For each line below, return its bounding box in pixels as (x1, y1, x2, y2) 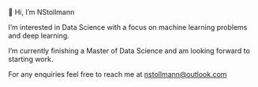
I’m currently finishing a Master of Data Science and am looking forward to (8, 46, 250, 55)
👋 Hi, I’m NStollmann (8, 8, 75, 16)
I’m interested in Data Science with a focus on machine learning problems (8, 23, 248, 31)
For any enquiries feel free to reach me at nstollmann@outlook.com (8, 70, 227, 78)
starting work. (8, 55, 54, 63)
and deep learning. (8, 31, 69, 40)
